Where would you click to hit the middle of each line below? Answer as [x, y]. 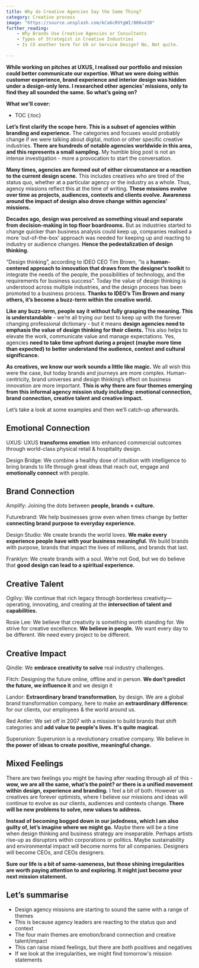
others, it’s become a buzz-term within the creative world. [79, 299]
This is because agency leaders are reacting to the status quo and [95, 922]
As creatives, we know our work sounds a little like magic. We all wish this [99, 366]
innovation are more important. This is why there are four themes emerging [99, 385]
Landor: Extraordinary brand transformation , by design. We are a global [95, 697]
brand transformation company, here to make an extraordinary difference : [97, 703]
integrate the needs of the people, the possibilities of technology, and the [96, 274]
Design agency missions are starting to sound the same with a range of [102, 909]
